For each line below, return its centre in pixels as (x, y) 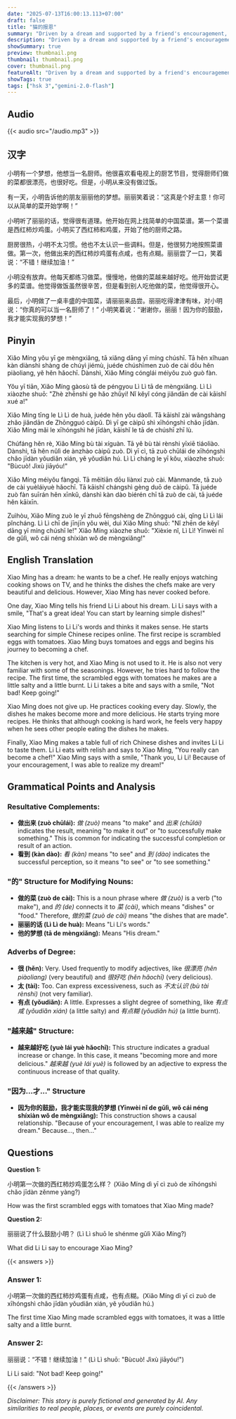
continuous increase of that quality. (68, 1072)
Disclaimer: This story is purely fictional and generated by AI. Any (103, 1401)
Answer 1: (25, 1280)
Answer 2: (25, 1343)
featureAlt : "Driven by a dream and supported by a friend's (99, 72)
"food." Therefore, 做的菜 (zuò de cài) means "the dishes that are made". (123, 916)
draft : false (26, 20)
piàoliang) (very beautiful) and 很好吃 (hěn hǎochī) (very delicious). (115, 977)
